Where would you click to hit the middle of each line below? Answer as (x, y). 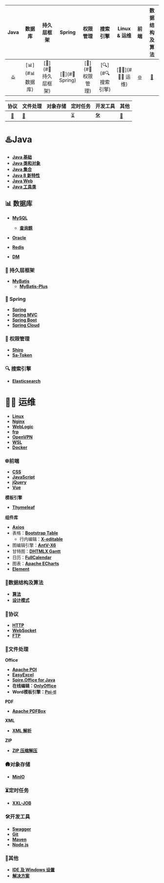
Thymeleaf (23, 508)
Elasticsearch (26, 381)
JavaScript (23, 477)
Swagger (21, 829)
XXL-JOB (22, 803)
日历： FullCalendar (32, 557)
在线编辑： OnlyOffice (34, 686)
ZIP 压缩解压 (25, 751)
